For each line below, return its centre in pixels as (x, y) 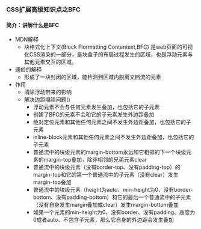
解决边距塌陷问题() (47, 100)
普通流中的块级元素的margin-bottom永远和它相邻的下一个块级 (110, 152)
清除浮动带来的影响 (48, 92)
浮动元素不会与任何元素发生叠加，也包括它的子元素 (96, 107)
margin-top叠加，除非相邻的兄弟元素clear (95, 160)
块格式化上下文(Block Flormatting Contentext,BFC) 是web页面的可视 (108, 47)
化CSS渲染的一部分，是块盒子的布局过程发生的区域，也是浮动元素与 (108, 55)
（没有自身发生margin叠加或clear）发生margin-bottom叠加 (106, 205)
